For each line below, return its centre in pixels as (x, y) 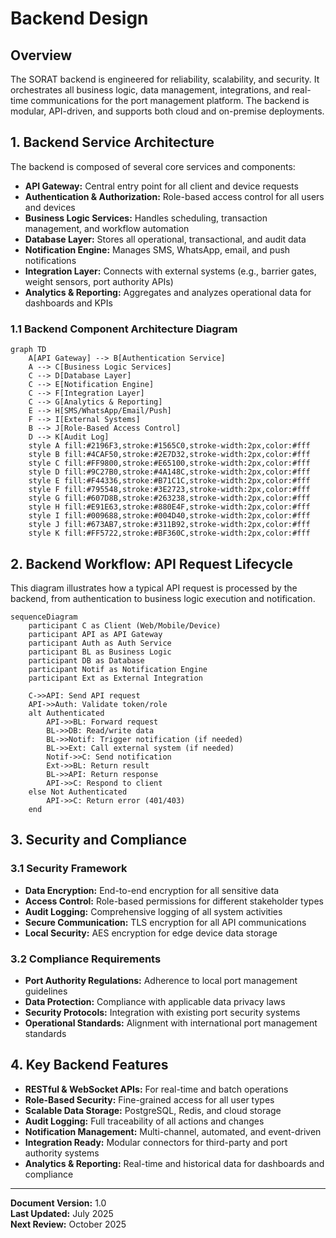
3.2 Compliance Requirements (86, 959)
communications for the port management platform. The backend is (170, 100)
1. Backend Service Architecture (112, 142)
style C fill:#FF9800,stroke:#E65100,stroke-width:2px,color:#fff (169, 463)
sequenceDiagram (44, 617)
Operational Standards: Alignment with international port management (171, 1023)
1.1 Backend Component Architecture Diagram (124, 329)
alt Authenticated (66, 713)
